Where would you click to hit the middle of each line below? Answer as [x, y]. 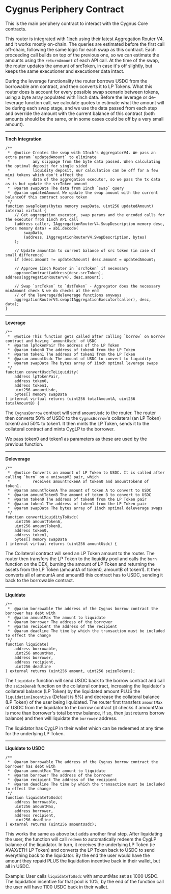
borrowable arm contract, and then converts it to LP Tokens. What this [79, 86]
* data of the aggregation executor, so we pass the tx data [84, 179]
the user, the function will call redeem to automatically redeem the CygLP [81, 839]
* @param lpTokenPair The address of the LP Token [63, 345]
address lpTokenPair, [37, 377]
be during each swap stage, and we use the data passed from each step [81, 108]
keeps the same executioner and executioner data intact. [65, 71]
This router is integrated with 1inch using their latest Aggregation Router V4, [84, 39]
